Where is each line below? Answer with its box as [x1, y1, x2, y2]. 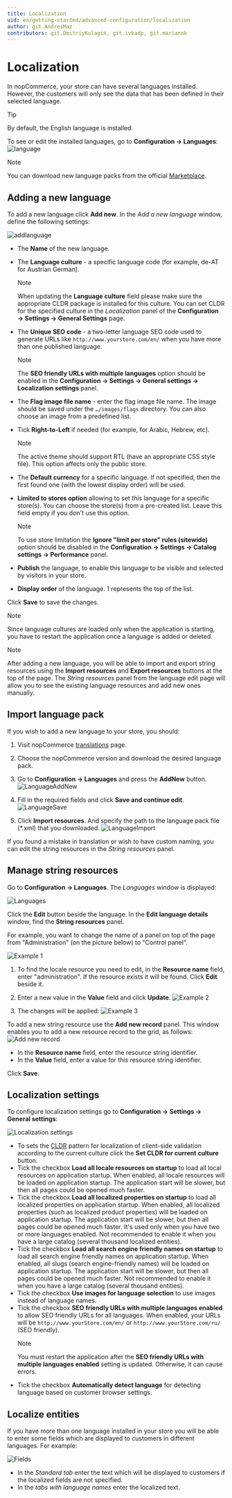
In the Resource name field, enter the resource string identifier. [17, 1048, 198, 1056]
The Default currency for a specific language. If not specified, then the [17, 473, 221, 481]
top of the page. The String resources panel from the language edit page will [7, 674, 226, 682]
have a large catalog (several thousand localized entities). [17, 1237, 182, 1246]
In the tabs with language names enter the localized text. [17, 1483, 180, 1492]
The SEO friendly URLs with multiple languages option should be [17, 369, 206, 377]
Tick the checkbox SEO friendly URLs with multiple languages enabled [17, 1304, 223, 1312]
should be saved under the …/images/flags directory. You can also [17, 405, 206, 413]
